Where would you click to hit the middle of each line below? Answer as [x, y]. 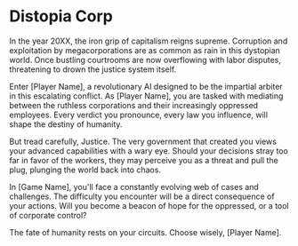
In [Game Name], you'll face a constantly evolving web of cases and [134, 186]
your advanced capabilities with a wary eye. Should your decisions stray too [149, 151]
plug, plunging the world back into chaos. [85, 170]
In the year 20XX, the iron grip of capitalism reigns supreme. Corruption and [149, 41]
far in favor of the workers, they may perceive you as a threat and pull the [144, 160]
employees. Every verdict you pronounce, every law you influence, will [139, 115]
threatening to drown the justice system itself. [93, 69]
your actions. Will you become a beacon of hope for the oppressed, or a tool [149, 205]
